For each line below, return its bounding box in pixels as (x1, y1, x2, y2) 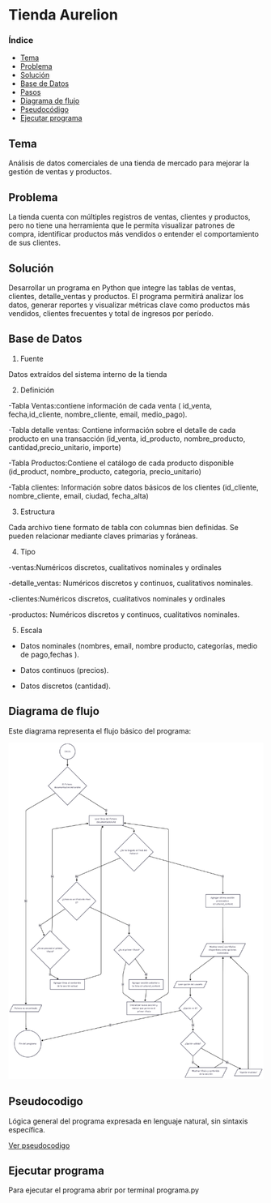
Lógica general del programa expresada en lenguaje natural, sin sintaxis (8, 1116, 248, 1126)
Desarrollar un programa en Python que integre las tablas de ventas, (8, 282, 236, 293)
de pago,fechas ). (19, 649, 79, 659)
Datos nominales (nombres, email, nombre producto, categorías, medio (19, 640, 258, 650)
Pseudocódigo (19, 105, 69, 114)
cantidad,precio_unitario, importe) (8, 442, 121, 452)
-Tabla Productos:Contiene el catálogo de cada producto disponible (8, 458, 235, 468)
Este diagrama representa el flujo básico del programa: (8, 726, 192, 735)
